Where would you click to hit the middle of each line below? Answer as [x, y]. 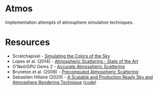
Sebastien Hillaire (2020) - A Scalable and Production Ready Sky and [82, 77]
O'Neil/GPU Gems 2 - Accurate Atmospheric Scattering [68, 66]
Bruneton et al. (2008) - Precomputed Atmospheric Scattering [75, 72]
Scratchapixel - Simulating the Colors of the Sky [61, 56]
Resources [28, 42]
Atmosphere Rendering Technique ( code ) [54, 82]
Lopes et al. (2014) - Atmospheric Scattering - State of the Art [75, 61]
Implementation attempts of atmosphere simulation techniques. [69, 22]
